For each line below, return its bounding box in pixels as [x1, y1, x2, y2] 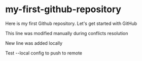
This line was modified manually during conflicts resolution [5, 30, 128, 36]
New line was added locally [5, 40, 62, 46]
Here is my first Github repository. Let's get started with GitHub [5, 20, 137, 26]
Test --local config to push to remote [5, 50, 83, 56]
